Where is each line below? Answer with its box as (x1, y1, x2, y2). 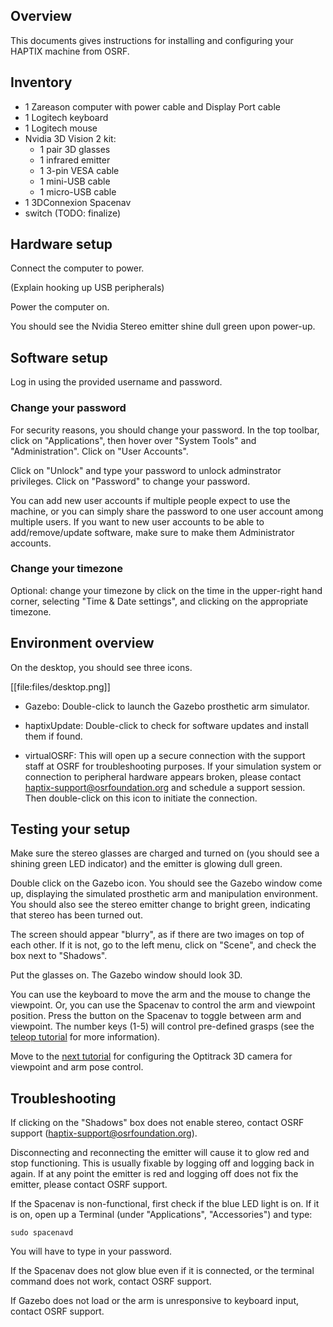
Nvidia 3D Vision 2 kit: (24, 132, 117, 144)
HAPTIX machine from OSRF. (10, 45, 130, 57)
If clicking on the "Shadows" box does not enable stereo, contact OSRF (10, 1117, 305, 1129)
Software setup (10, 349, 109, 366)
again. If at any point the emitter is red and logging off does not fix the (10, 1168, 299, 1180)
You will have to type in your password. (10, 1245, 173, 1258)
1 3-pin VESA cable (39, 164, 120, 176)
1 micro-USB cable (39, 185, 117, 198)
